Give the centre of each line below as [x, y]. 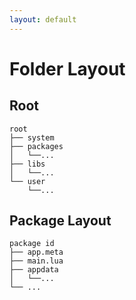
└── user [27, 181]
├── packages [36, 146]
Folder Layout [67, 68]
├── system [32, 137]
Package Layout [60, 221]
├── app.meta [36, 252]
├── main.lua [36, 261]
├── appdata [34, 270]
